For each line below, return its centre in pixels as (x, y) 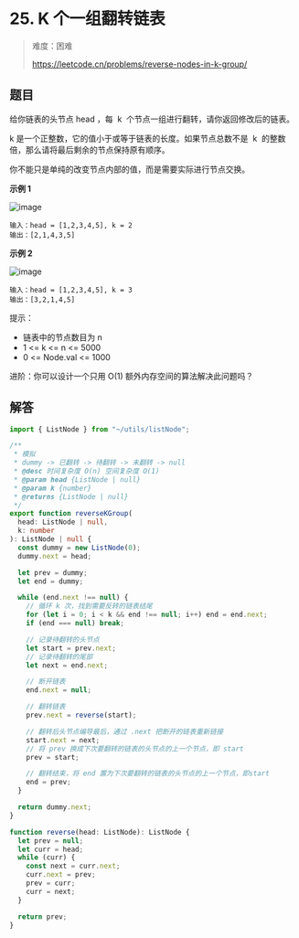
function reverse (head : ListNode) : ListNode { (100, 832)
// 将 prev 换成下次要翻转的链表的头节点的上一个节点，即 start (135, 749)
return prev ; (43, 917)
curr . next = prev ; (61, 875)
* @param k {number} (53, 488)
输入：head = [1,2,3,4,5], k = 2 (71, 225)
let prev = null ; (51, 841)
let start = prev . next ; (71, 648)
